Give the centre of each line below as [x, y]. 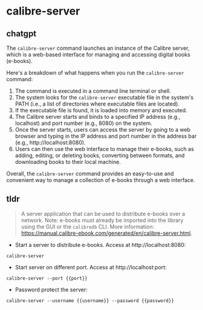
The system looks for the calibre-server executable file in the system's [104, 97]
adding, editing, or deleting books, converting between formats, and [100, 155]
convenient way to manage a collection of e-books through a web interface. [101, 180]
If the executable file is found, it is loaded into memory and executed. [101, 110]
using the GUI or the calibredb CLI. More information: [88, 226]
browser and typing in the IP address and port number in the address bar [106, 136]
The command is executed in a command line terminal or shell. [93, 91]
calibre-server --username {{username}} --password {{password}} [90, 301]
